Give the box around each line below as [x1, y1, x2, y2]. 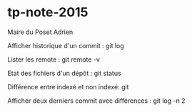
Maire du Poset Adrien [7, 28, 74, 36]
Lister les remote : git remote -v [7, 55, 100, 64]
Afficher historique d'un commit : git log [7, 41, 125, 50]
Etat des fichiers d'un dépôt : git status [7, 69, 121, 77]
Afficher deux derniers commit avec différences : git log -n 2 [7, 96, 186, 105]
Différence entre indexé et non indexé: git [7, 82, 129, 91]
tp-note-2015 [7, 4, 89, 21]
